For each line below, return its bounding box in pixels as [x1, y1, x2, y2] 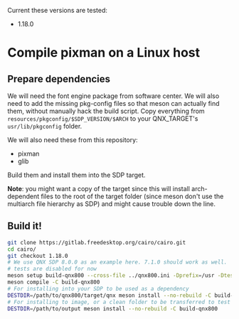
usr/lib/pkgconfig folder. [7, 122, 83, 130]
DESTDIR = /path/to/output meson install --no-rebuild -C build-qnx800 [7, 305, 218, 312]
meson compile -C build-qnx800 [7, 279, 100, 286]
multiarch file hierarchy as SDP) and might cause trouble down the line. [7, 200, 216, 208]
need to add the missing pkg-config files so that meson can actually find [7, 99, 220, 107]
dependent [7, 192, 40, 200]
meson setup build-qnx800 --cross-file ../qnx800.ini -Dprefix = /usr [7, 272, 215, 279]
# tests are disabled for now [7, 266, 97, 273]
